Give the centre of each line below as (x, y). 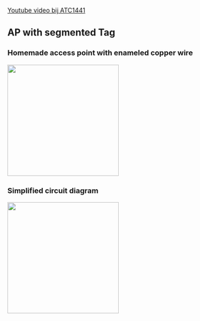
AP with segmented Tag (62, 32)
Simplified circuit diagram (53, 190)
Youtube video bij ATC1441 (46, 10)
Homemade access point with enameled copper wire (100, 53)
